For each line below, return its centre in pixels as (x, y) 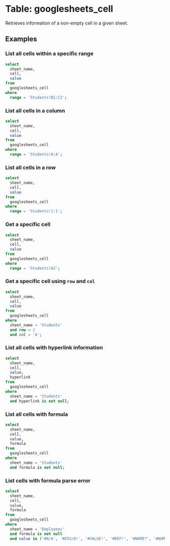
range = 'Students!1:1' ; (36, 211)
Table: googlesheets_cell (59, 9)
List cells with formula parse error (48, 481)
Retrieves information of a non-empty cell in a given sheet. (67, 23)
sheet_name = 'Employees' (37, 529)
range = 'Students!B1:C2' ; (38, 98)
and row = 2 (23, 330)
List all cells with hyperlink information (54, 348)
